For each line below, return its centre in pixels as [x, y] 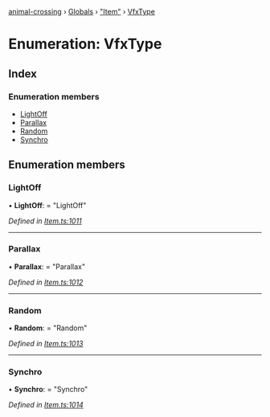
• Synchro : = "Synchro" [48, 390]
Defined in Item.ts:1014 [46, 405]
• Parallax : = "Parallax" [47, 266]
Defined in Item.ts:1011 [45, 221]
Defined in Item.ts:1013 [46, 344]
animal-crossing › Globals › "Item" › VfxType [82, 12]
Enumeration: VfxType [85, 44]
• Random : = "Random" [48, 328]
